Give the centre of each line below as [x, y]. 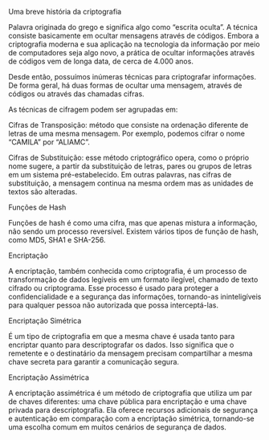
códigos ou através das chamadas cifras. [76, 94]
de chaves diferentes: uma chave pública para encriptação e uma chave [128, 401]
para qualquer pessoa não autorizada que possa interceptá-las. [114, 305]
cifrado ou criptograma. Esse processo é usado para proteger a [114, 288]
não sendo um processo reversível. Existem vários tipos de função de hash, [134, 231]
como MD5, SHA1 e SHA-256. [57, 240]
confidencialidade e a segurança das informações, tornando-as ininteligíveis [135, 297]
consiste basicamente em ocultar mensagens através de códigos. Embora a [134, 36]
